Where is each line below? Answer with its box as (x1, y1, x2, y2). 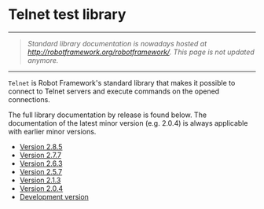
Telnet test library (8, 5, 126, 24)
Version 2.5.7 (19, 167, 63, 176)
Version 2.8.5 (19, 141, 63, 151)
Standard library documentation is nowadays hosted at (27, 38, 207, 48)
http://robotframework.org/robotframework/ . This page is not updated (27, 47, 255, 57)
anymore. (27, 55, 59, 64)
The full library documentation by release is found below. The (8, 110, 207, 119)
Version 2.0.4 (19, 183, 64, 193)
